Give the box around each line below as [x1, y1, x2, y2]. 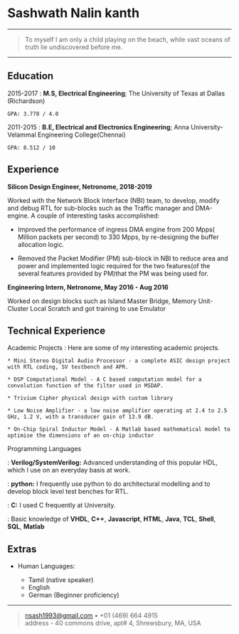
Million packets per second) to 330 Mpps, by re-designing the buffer [17, 233, 219, 241]
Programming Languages [7, 445, 82, 453]
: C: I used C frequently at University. [7, 501, 116, 509]
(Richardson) [7, 96, 46, 105]
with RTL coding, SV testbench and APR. [7, 364, 129, 371]
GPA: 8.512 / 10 [7, 144, 55, 151]
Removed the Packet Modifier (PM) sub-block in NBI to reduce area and [17, 254, 229, 263]
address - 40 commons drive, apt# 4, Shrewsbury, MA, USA [24, 619, 201, 628]
